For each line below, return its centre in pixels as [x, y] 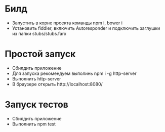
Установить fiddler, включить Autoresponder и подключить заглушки [86, 28]
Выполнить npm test [34, 124]
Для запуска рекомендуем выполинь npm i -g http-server [74, 73]
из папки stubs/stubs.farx [39, 33]
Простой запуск [40, 54]
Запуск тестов [37, 105]
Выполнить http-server [36, 78]
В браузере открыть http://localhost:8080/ [57, 84]
